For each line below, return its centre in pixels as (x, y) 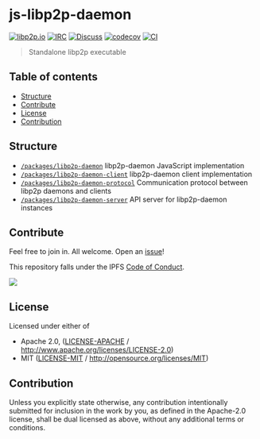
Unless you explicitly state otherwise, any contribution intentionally (118, 402)
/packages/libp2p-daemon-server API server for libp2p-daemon (124, 199)
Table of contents (53, 77)
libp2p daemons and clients (66, 191)
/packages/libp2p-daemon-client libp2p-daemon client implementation (136, 174)
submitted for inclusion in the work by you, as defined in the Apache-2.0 (127, 411)
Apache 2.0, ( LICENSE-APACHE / (75, 341)
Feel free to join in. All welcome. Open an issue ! (87, 252)
